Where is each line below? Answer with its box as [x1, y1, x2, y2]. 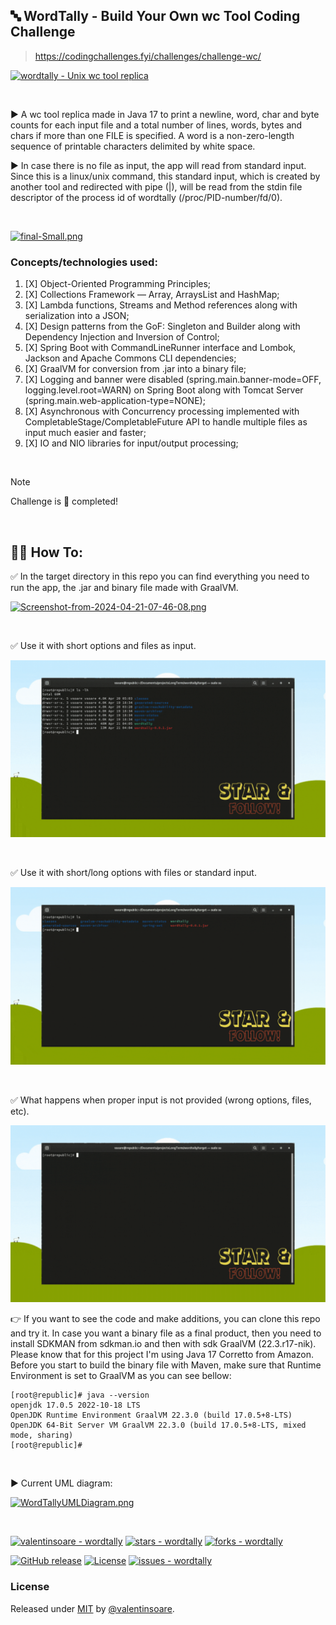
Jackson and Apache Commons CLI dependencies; [24, 352, 237, 364]
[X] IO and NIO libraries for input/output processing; [24, 437, 239, 449]
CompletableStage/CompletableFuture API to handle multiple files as [24, 416, 308, 428]
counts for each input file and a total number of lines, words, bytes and [10, 119, 303, 131]
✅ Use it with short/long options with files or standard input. [10, 867, 257, 879]
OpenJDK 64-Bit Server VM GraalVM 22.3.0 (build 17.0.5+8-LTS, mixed [10, 1420, 307, 1431]
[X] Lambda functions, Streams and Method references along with [24, 299, 298, 311]
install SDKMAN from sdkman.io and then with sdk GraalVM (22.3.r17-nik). [10, 1338, 317, 1350]
